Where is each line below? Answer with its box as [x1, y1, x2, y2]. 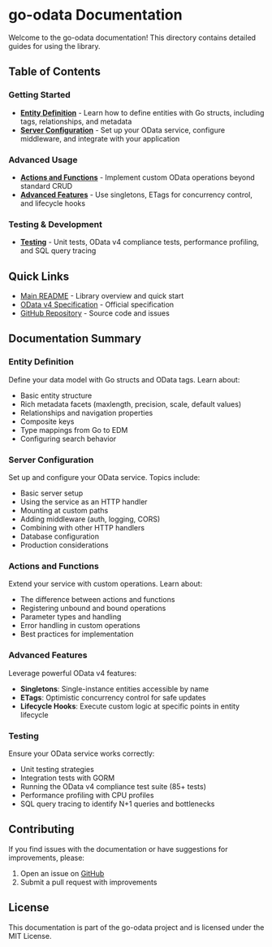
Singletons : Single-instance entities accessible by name [19, 683, 209, 693]
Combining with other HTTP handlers [19, 523, 145, 533]
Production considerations [19, 540, 109, 550]
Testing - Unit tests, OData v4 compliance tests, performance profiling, [19, 238, 260, 247]
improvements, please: [8, 853, 85, 862]
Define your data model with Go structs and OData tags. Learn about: [8, 374, 240, 384]
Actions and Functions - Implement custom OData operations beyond [19, 172, 256, 182]
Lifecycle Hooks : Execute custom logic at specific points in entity [19, 701, 240, 711]
